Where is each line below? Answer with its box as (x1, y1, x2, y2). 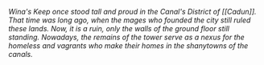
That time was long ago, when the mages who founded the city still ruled (8, 15, 251, 25)
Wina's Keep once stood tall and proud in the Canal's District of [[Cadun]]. (8, 7, 257, 16)
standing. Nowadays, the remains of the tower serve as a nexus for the (8, 32, 245, 42)
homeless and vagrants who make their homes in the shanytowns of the (8, 41, 249, 51)
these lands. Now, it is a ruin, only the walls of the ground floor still (8, 24, 230, 33)
